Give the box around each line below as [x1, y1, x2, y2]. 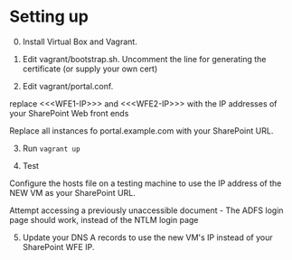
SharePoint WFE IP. [22, 241, 95, 252]
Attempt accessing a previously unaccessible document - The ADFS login [9, 205, 284, 216]
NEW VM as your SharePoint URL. [9, 187, 136, 198]
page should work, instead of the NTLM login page [9, 214, 199, 225]
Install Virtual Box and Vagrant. [22, 36, 137, 47]
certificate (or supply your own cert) [22, 63, 158, 74]
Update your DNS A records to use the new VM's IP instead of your [22, 232, 273, 243]
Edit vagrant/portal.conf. [22, 80, 114, 91]
